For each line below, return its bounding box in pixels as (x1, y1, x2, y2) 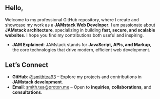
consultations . (12, 89, 42, 95)
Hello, (5, 4, 23, 12)
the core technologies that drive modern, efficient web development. (12, 47, 150, 52)
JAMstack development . (12, 79, 63, 84)
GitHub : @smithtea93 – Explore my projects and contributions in (12, 74, 142, 80)
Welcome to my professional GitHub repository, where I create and (5, 16, 139, 22)
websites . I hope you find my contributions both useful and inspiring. (5, 32, 144, 38)
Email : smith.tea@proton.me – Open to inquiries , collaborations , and (12, 84, 152, 90)
